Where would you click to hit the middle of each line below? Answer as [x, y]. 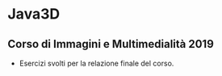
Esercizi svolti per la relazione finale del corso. [96, 63]
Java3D [34, 14]
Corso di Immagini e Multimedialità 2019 [111, 44]
